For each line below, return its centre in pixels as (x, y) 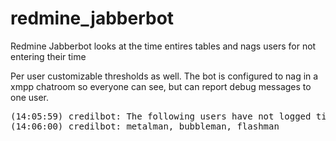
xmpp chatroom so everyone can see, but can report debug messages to (161, 86)
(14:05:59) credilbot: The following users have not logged (161, 116)
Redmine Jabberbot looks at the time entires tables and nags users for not (163, 46)
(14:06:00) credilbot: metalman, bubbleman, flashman (145, 126)
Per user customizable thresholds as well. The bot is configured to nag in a (164, 76)
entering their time (48, 56)
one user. (30, 97)
